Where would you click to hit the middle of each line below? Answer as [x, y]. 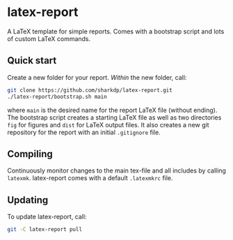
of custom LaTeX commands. [49, 38]
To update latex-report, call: [47, 217]
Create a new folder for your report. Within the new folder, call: [97, 77]
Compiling [30, 154]
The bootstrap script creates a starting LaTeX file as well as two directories [114, 117]
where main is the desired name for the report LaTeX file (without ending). [112, 110]
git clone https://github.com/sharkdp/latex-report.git [90, 90]
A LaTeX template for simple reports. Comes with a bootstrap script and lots [116, 31]
